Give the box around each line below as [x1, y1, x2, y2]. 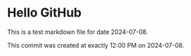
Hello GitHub [7, 5, 82, 21]
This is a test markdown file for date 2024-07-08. [7, 28, 149, 36]
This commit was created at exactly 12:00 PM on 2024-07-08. [7, 41, 185, 49]
